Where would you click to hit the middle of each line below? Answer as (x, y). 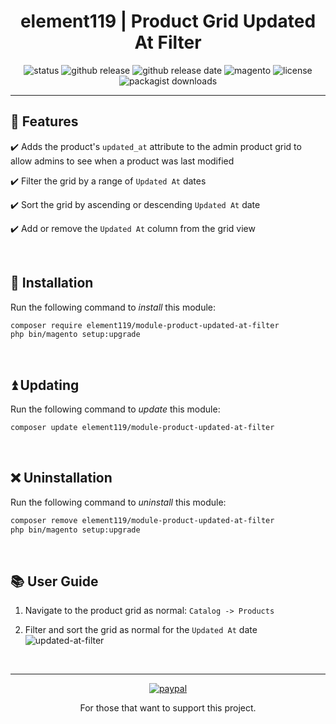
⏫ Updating (45, 385)
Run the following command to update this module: (115, 409)
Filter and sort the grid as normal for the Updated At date (141, 630)
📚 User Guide (54, 581)
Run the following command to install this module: (113, 307)
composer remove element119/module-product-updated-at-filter (142, 520)
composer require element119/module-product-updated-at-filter (145, 325)
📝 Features (44, 121)
